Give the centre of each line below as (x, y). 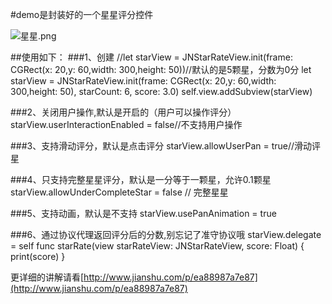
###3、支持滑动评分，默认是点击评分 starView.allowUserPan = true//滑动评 (166, 146)
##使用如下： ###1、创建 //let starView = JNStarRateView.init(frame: (151, 57)
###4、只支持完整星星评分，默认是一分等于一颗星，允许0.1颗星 (141, 179)
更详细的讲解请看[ (47, 277)
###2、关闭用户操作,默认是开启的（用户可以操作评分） (123, 112)
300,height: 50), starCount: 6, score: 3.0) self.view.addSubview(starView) (161, 91)
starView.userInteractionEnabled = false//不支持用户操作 (126, 124)
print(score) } (38, 256)
